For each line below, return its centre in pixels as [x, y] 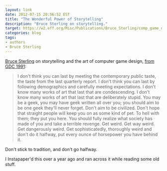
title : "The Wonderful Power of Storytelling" [54, 19]
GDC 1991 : [16, 66]
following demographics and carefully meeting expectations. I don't [86, 86]
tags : [11, 38]
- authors [15, 42]
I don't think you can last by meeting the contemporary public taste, [87, 76]
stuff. [10, 164]
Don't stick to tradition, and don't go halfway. [51, 149]
